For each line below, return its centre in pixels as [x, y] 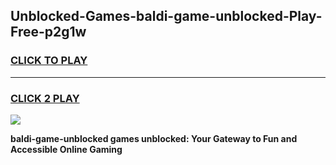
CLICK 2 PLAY [45, 98]
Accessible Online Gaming [66, 149]
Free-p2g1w [48, 32]
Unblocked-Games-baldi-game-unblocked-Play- [166, 16]
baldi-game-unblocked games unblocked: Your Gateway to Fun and [154, 138]
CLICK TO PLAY [49, 61]
